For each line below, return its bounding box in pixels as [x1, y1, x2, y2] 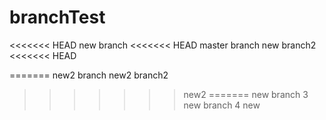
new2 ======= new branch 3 [183, 88, 309, 100]
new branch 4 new [183, 99, 261, 111]
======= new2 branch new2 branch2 [9, 69, 169, 81]
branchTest [9, 6, 106, 29]
